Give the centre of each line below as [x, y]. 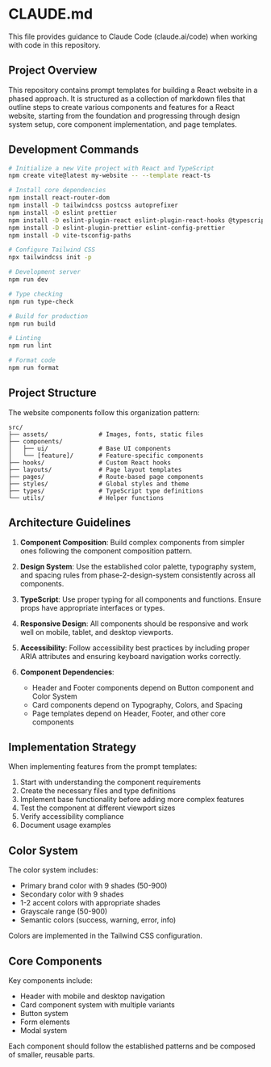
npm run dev [28, 279]
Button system [44, 1013]
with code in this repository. [54, 44]
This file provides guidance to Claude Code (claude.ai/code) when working [133, 36]
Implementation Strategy [73, 747]
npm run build [32, 324]
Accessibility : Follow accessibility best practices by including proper [135, 648]
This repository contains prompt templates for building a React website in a [133, 90]
